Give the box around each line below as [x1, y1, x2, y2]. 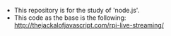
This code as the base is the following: [13, 13, 126, 22]
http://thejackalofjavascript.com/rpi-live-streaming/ [13, 21, 165, 29]
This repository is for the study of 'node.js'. [13, 6, 140, 14]
